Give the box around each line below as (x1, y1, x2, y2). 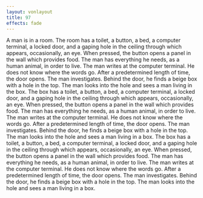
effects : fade (6, 20, 42, 26)
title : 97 (6, 15, 32, 21)
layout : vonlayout (6, 8, 53, 15)
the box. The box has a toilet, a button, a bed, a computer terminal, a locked (6, 88, 195, 96)
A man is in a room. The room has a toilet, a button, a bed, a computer (6, 37, 181, 44)
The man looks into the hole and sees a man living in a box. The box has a (6, 133, 191, 140)
